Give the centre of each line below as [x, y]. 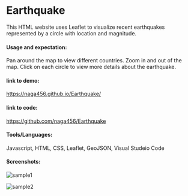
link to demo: [23, 80]
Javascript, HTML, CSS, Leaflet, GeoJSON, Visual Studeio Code [85, 148]
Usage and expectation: [37, 47]
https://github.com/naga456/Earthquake [56, 121]
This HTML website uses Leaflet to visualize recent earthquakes [86, 27]
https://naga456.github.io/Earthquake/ [54, 94]
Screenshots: [23, 162]
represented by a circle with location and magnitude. [71, 33]
